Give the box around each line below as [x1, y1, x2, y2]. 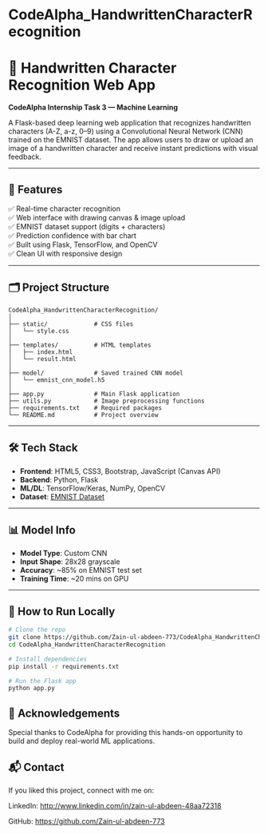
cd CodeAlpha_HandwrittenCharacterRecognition [8, 641, 166, 649]
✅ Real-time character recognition [8, 204, 121, 213]
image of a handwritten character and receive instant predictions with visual [8, 144, 258, 153]
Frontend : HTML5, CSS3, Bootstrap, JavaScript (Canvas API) [19, 466, 221, 476]
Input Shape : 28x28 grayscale [19, 557, 120, 566]
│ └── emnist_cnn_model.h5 [8, 375, 105, 384]
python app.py [8, 685, 56, 693]
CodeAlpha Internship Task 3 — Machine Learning [8, 102, 178, 113]
